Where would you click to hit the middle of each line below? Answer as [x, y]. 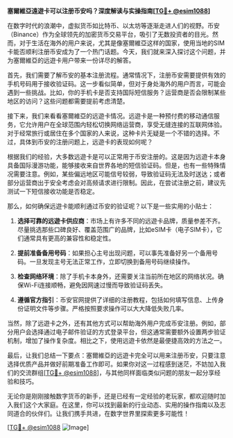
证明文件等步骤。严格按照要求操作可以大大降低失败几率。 [105, 309]
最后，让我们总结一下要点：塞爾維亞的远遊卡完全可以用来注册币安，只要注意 [116, 355]
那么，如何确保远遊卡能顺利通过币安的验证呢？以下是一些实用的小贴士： [110, 206]
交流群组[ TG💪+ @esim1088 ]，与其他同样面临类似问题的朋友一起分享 [117, 373]
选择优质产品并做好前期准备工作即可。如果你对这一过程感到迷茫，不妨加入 [113, 364]
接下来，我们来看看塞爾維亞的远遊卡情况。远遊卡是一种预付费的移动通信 [110, 116]
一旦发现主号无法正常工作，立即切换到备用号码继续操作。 [112, 262]
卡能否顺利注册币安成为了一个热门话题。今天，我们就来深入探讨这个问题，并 [116, 52]
